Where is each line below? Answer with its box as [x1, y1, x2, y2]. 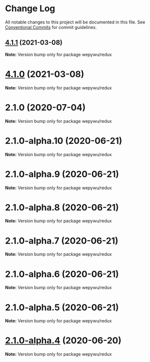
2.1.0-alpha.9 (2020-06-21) [5, 168, 119, 180]
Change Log [5, 3, 55, 14]
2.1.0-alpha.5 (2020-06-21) [5, 302, 119, 313]
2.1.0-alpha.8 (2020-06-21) [5, 202, 119, 213]
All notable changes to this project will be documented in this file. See [5, 19, 146, 25]
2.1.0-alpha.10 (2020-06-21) [5, 135, 123, 146]
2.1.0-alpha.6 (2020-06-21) [5, 269, 119, 279]
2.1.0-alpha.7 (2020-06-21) [5, 235, 119, 246]
